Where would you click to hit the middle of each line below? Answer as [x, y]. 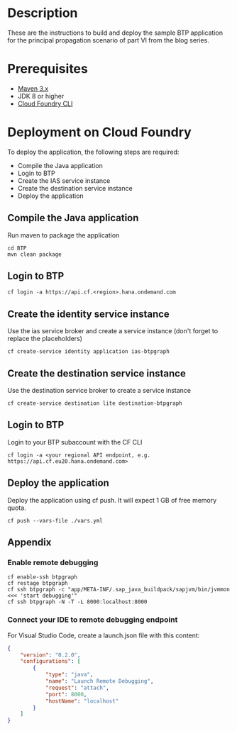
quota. [17, 508]
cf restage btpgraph [38, 584]
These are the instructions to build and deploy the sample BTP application [115, 33]
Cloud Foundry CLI [45, 104]
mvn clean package [34, 254]
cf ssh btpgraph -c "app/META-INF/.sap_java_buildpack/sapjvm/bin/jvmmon [119, 590]
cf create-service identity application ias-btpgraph [89, 352]
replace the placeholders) [45, 339]
